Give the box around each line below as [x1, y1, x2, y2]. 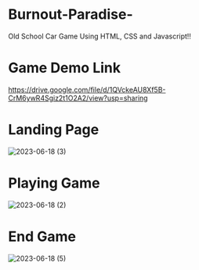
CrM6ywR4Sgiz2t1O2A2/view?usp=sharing [8, 93, 148, 103]
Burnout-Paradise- [8, 5, 133, 24]
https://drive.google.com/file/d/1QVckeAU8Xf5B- [8, 85, 166, 94]
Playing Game [8, 174, 100, 192]
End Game [8, 228, 77, 245]
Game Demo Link [8, 59, 121, 77]
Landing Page [8, 121, 99, 139]
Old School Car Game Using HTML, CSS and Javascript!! [8, 31, 192, 41]
